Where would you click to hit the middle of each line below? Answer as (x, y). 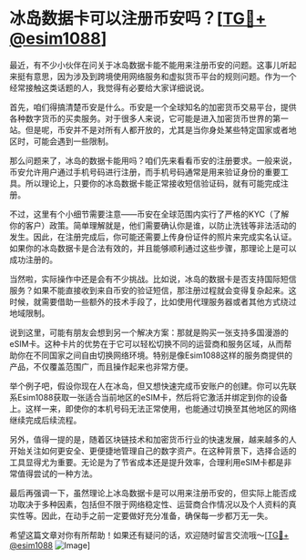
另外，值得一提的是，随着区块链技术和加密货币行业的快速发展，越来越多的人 (153, 439)
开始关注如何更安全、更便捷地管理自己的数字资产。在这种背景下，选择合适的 (153, 451)
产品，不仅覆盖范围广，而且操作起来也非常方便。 (101, 366)
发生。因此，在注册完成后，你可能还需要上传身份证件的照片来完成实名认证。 (153, 237)
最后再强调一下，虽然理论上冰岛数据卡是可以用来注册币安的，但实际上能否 (149, 493)
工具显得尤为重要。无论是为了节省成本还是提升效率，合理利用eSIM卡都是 (147, 462)
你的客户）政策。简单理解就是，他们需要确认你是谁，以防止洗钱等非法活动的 (153, 225)
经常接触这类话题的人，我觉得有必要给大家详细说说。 (109, 87)
